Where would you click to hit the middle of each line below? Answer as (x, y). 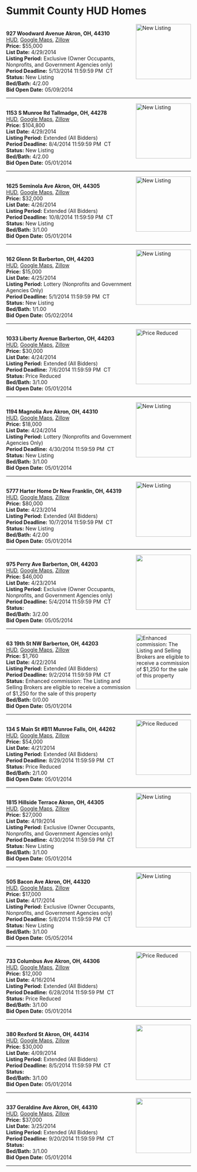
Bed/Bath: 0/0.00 (27, 699)
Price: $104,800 (26, 125)
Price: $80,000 (25, 503)
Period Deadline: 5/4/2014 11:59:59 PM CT (59, 602)
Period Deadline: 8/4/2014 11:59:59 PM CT (59, 144)
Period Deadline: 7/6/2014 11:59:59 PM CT (59, 369)
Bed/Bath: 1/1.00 (26, 309)
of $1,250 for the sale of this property (51, 693)
